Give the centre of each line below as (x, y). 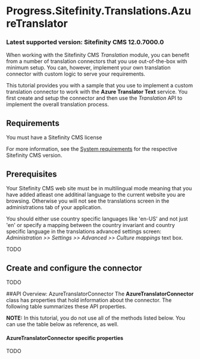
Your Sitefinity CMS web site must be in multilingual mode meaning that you (99, 188)
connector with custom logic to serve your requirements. (76, 74)
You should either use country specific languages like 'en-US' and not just (97, 219)
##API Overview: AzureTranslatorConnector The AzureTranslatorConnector (100, 294)
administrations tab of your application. (54, 207)
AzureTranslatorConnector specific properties (65, 338)
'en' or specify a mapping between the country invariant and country (91, 225)
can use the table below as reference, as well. (62, 324)
